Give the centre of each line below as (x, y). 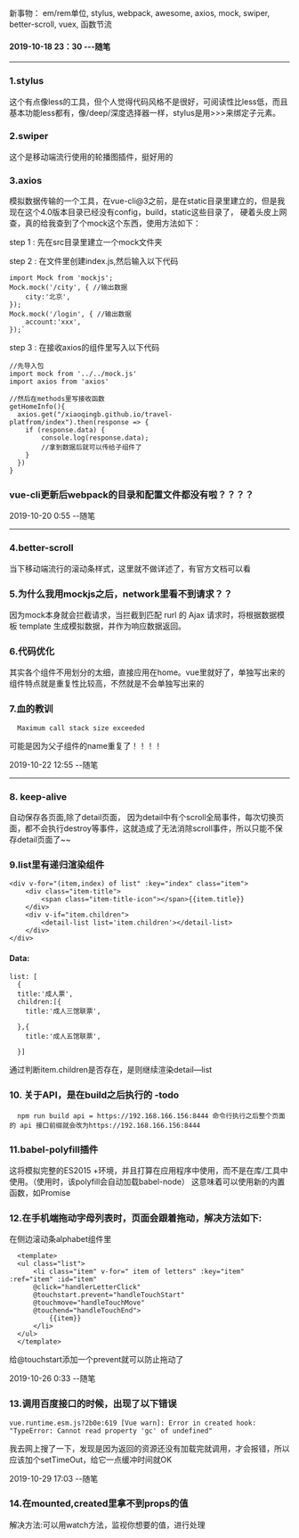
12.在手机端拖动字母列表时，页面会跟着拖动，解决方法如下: (136, 1218)
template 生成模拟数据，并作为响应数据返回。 (103, 626)
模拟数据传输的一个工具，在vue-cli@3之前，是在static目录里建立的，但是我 (147, 201)
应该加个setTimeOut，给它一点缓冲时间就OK (91, 1460)
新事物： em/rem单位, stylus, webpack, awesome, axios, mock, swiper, (139, 13)
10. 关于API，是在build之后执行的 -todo (94, 1095)
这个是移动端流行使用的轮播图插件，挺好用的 (91, 156)
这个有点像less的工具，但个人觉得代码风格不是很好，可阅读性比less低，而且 (149, 102)
